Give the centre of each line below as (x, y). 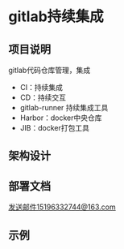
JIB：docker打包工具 (55, 128)
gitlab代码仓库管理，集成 (50, 70)
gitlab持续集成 (56, 17)
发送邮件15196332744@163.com (62, 207)
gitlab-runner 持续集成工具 (64, 107)
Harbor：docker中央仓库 (61, 118)
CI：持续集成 (41, 87)
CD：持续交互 (43, 97)
